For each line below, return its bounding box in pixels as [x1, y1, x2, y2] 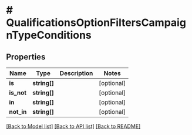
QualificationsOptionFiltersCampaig [6, 16, 187, 29]
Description [59, 69, 93, 77]
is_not [9, 89, 27, 97]
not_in [9, 108, 27, 116]
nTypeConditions [6, 29, 92, 42]
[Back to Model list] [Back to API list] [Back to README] [6, 123, 141, 130]
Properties [6, 52, 46, 62]
